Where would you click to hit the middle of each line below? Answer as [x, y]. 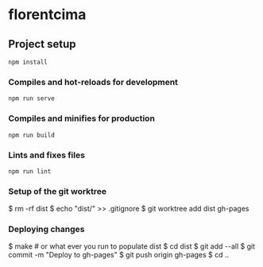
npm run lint [30, 171]
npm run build [32, 135]
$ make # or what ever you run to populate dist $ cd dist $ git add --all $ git [132, 246]
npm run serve [32, 99]
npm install [28, 62]
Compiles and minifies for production [81, 118]
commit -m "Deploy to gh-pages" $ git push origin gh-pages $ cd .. [119, 255]
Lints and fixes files [47, 155]
